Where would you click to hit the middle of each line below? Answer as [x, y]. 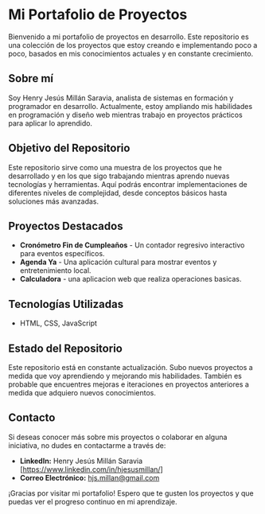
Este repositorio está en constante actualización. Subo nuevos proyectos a [131, 367]
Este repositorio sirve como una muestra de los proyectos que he [115, 167]
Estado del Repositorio [66, 348]
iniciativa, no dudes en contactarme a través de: [87, 445]
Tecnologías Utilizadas [66, 304]
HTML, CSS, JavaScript [58, 323]
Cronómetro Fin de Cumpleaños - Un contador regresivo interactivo [132, 245]
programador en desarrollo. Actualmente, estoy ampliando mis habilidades [131, 106]
